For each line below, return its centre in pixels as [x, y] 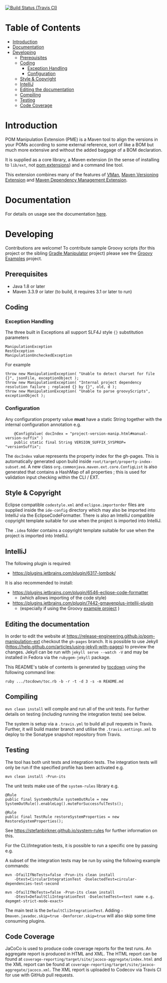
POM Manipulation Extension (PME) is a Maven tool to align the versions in [82, 139]
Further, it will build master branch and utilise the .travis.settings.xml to [81, 729]
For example [18, 365]
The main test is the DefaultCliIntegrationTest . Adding [63, 910]
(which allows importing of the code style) [63, 598]
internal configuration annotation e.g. [43, 424]
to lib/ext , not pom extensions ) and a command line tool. [64, 165]
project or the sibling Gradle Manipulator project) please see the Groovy [79, 253]
